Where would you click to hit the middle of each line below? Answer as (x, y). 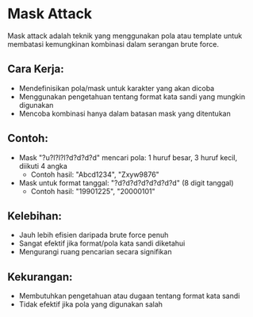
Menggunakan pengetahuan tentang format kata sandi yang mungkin (132, 97)
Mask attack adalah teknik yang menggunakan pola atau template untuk (125, 36)
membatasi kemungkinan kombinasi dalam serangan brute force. (113, 44)
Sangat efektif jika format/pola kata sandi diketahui (102, 243)
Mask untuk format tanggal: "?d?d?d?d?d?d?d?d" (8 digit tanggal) (126, 182)
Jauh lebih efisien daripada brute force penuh (94, 235)
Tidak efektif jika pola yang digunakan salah (91, 304)
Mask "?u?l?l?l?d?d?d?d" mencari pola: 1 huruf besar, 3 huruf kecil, (128, 157)
